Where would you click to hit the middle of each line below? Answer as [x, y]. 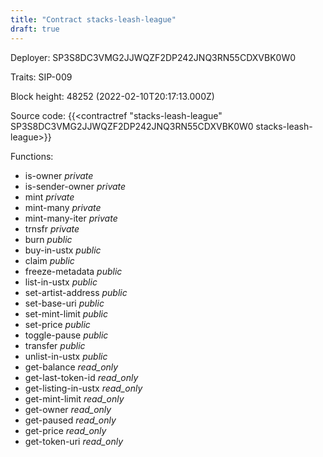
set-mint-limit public [66, 313]
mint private [49, 197]
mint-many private [63, 207]
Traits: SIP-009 [41, 77]
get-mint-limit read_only [74, 398]
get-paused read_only [70, 420]
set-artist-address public [76, 292]
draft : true [35, 29]
